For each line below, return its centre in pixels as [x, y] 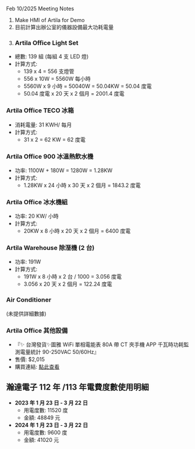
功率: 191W [28, 262]
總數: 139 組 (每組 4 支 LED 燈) [52, 56]
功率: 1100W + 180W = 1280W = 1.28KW [63, 170]
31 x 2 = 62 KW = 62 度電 [55, 140]
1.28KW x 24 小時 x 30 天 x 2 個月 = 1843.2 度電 [82, 185]
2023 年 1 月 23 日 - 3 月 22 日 [51, 403]
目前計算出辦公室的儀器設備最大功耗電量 [64, 27]
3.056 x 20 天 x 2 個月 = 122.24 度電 [68, 284]
